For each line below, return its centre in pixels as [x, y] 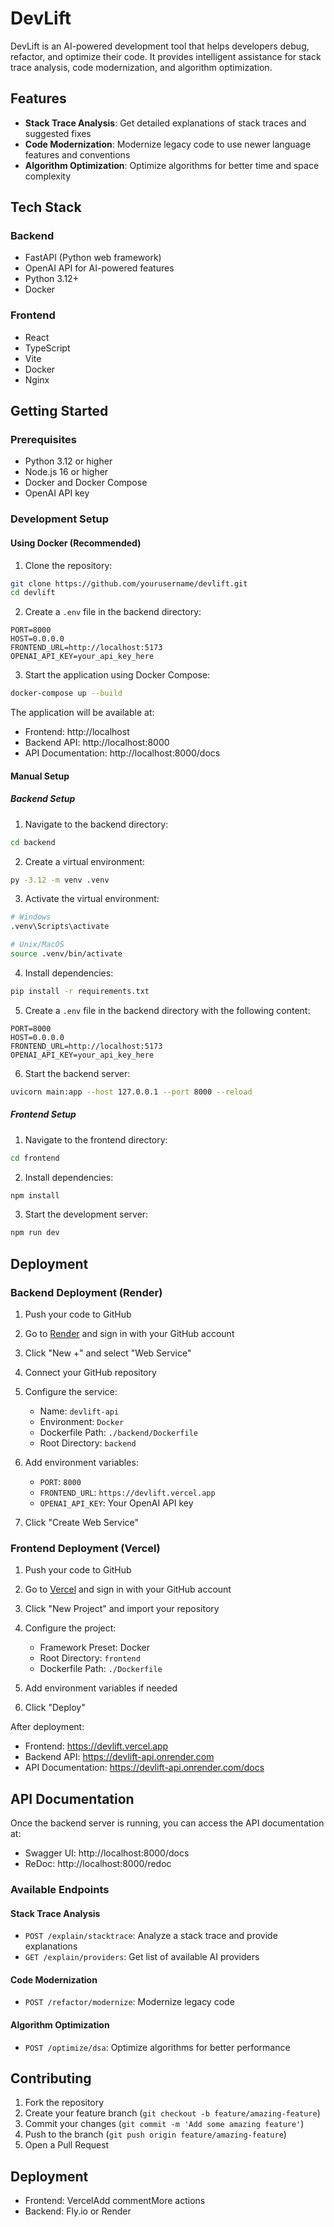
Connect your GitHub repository [90, 1373]
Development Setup [59, 519]
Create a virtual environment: [84, 861]
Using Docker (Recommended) [76, 543]
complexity [48, 176]
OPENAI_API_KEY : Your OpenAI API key [116, 1503]
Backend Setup [43, 799]
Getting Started [59, 411]
